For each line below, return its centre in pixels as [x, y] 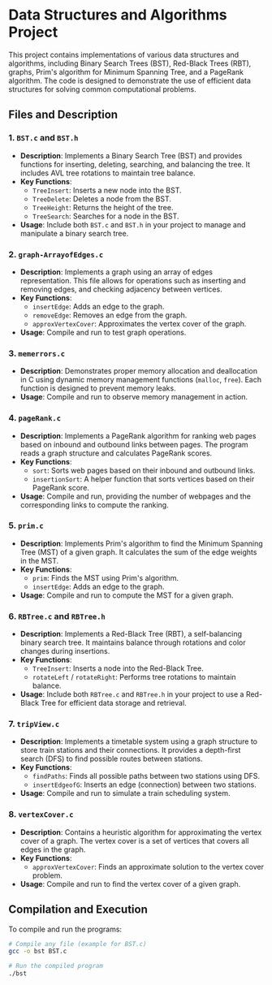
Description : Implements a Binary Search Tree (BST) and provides [131, 155]
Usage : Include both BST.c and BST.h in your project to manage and [133, 224]
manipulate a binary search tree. [74, 233]
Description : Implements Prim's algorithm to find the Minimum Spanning [142, 543]
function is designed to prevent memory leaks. [98, 388]
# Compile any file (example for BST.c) [78, 944]
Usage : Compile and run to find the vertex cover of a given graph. [130, 883]
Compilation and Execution [78, 910]
